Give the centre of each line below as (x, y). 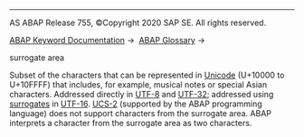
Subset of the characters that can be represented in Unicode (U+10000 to (147, 75)
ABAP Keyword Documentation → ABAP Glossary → (107, 40)
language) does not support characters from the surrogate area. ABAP (141, 113)
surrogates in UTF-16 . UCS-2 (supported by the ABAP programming (136, 104)
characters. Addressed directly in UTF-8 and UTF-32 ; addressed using (142, 94)
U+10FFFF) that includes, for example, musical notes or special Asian (138, 85)
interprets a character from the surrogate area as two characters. (131, 123)
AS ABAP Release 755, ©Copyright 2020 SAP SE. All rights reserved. (138, 23)
